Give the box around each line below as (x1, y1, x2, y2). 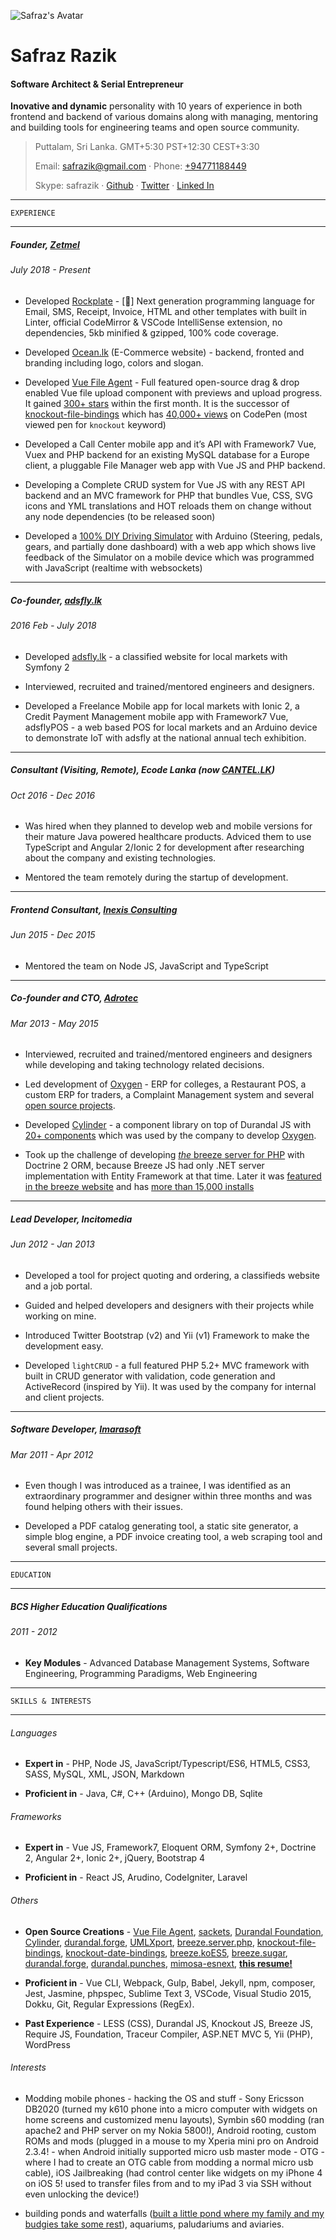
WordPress (24, 2038, 71, 2050)
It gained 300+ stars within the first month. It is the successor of (24, 397, 290, 409)
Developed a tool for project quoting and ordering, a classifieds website (24, 1269, 321, 1281)
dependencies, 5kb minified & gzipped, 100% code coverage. (24, 326, 279, 339)
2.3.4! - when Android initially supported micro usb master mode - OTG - (24, 2145, 326, 2157)
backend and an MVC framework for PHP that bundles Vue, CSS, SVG (24, 489, 313, 501)
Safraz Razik (10, 45, 118, 67)
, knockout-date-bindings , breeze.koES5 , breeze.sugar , (60, 1946, 288, 1959)
